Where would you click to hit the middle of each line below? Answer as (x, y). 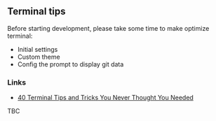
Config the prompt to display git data (70, 64)
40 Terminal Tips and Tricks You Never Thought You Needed (106, 98)
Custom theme (39, 57)
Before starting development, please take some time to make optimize (108, 28)
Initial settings (38, 49)
